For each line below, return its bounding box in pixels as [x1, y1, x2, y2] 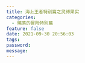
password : [6, 43, 31, 49]
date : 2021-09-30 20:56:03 [6, 31, 74, 37]
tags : [6, 37, 20, 43]
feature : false [6, 25, 45, 32]
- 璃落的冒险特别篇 [11, 20, 53, 26]
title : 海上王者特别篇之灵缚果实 [6, 8, 80, 15]
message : [6, 48, 28, 54]
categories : [6, 14, 36, 20]
